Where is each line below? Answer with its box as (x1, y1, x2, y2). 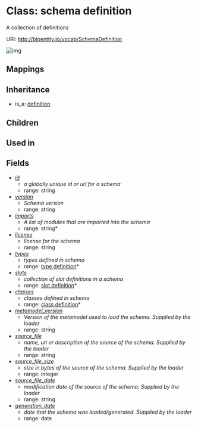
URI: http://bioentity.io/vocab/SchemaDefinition (6, 35, 122, 42)
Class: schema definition (6, 4, 132, 18)
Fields (6, 158, 30, 168)
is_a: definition (14, 100, 51, 108)
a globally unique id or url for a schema (23, 180, 121, 187)
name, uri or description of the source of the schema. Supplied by (23, 339, 186, 346)
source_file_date (14, 377, 55, 384)
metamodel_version (14, 307, 63, 314)
